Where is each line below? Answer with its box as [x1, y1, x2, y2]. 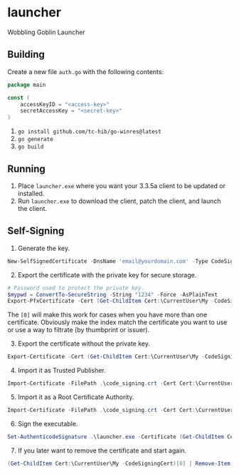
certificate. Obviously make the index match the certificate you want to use [7, 318, 228, 326]
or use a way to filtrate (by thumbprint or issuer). [7, 326, 150, 334]
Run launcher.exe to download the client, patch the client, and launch [17, 197, 222, 205]
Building [7, 48, 45, 61]
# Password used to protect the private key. [7, 284, 144, 292]
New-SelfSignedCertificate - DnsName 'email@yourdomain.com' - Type [7, 257, 208, 264]
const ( [7, 94, 31, 101]
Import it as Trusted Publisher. [17, 366, 107, 375]
